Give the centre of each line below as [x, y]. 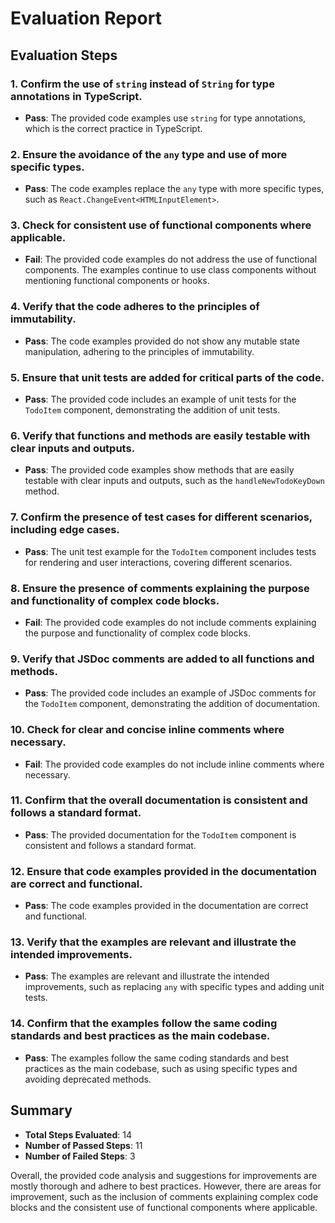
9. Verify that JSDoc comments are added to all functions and [162, 659]
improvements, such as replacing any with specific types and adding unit [174, 987]
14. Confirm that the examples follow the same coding [144, 1024]
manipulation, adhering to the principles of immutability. [139, 351]
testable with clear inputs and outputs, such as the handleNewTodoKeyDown [174, 481]
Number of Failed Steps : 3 [80, 1156]
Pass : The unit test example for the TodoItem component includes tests [170, 551]
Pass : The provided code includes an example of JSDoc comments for [170, 693]
